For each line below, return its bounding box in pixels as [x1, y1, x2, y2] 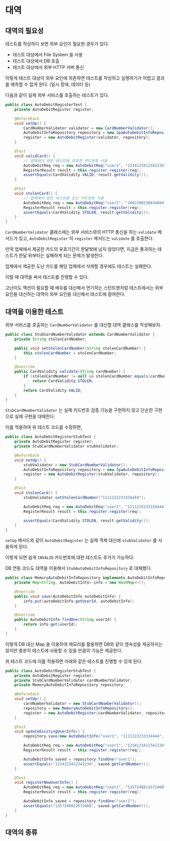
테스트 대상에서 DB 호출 [12, 58, 60, 64]
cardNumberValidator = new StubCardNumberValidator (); [23, 701, 142, 706]
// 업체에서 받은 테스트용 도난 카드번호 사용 [23, 196, 104, 201]
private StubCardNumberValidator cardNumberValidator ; [14, 678, 133, 683]
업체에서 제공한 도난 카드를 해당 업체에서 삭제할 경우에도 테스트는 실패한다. [5, 263, 153, 269]
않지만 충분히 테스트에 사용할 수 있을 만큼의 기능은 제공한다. [5, 647, 123, 653]
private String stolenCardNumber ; [14, 337, 87, 342]
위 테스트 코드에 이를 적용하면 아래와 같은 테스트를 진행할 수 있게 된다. [5, 658, 143, 664]
